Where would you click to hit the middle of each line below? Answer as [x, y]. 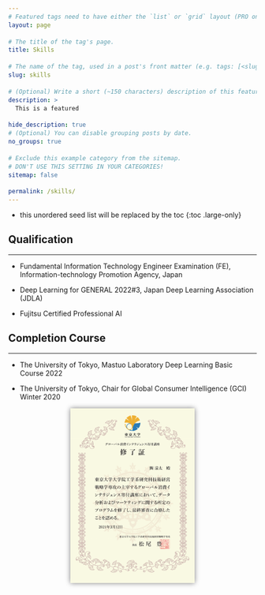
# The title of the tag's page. [61, 42]
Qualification [41, 239]
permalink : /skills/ [42, 192]
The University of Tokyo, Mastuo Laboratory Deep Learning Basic [126, 365]
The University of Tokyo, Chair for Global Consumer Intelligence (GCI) [133, 388]
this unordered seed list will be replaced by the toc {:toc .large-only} [131, 215]
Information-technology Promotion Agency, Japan [101, 274]
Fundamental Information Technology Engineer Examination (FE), [125, 266]
